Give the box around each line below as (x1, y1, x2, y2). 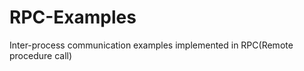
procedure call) (9, 49, 73, 61)
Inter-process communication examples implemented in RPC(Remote (9, 39, 294, 51)
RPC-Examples (9, 6, 137, 29)
